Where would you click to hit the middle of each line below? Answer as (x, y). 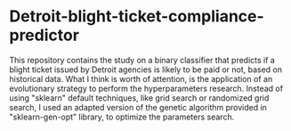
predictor (44, 35)
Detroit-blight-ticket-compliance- (137, 16)
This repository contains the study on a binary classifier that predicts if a (142, 60)
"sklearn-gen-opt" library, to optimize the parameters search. (122, 117)
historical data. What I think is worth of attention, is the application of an (141, 78)
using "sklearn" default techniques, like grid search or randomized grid (139, 98)
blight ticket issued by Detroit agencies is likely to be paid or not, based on (146, 70)
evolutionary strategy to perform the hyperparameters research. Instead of (146, 88)
